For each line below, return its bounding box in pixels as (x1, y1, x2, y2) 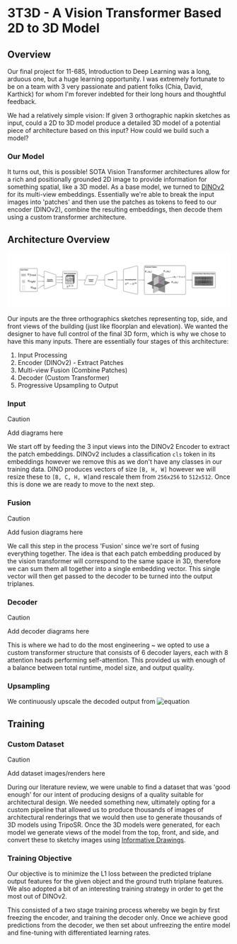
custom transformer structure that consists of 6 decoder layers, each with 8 (7, 649, 229, 657)
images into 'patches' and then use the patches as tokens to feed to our (7, 197, 217, 207)
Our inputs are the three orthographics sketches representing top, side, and (7, 315, 228, 323)
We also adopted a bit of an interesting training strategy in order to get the (7, 884, 224, 893)
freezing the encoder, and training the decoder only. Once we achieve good (7, 913, 229, 922)
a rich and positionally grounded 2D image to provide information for (7, 175, 207, 184)
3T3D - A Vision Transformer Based (7, 5, 221, 21)
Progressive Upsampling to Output (17, 381, 119, 390)
